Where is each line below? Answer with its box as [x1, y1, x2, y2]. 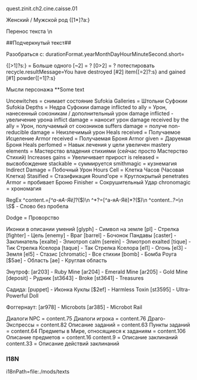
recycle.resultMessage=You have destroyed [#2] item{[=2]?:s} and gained [6, 68, 186, 75]
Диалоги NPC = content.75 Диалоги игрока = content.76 [6, 315, 146, 322]
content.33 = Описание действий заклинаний [6, 340, 119, 347]
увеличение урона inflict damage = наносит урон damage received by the [6, 116, 189, 123]
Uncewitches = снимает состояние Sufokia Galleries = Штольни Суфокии [6, 97, 188, 104]
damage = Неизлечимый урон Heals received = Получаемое [30, 129, 181, 136]
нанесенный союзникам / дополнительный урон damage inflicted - [6, 110, 173, 117]
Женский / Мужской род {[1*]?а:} [6, 16, 90, 23]
